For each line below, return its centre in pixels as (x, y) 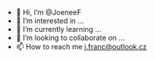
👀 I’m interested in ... (50, 21)
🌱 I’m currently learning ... (59, 29)
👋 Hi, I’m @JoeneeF (49, 12)
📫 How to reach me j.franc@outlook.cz (81, 47)
